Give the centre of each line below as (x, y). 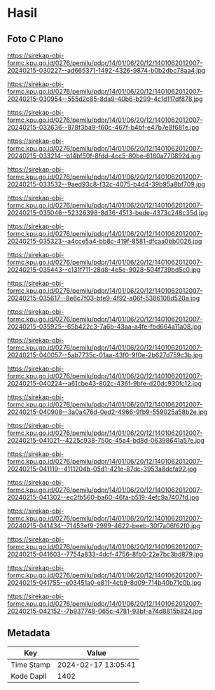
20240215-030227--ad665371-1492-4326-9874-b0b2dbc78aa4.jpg (106, 70)
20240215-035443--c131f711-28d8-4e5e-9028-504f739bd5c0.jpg (104, 270)
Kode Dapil (29, 676)
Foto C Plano (35, 39)
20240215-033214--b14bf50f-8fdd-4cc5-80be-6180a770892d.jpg (104, 156)
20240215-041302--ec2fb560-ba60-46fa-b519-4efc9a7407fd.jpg (103, 497)
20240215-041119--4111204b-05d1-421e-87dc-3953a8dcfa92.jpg (102, 469)
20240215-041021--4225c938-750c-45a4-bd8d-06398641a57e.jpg (106, 440)
